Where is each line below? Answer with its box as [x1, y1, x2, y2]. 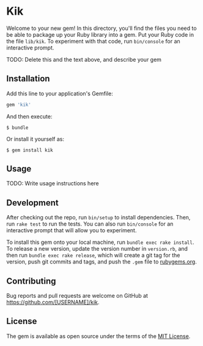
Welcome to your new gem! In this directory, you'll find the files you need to [6, 24, 197, 32]
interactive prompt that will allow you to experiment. [6, 227, 137, 234]
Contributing [6, 276, 56, 286]
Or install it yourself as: [6, 135, 64, 142]
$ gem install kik [6, 147, 53, 153]
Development [6, 197, 59, 208]
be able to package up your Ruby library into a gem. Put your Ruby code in [6, 31, 194, 38]
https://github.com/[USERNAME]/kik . [6, 298, 100, 306]
